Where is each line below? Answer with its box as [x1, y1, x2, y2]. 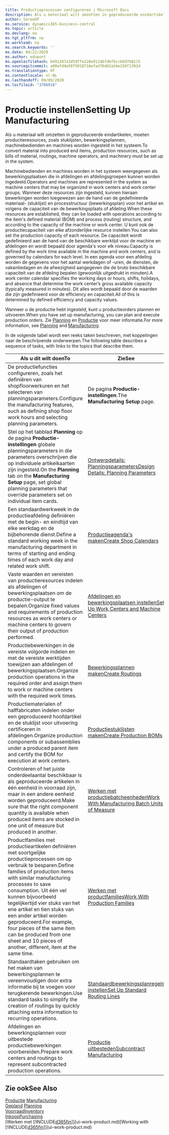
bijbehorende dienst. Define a [8, 531, 76, 538]
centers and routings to [8, 1054, 63, 1061]
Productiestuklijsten [88, 725, 135, 732]
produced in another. [8, 828, 57, 835]
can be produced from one [8, 931, 71, 938]
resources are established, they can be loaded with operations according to [5, 211, 162, 217]
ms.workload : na [5, 40, 39, 45]
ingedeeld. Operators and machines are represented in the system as [5, 178, 147, 184]
